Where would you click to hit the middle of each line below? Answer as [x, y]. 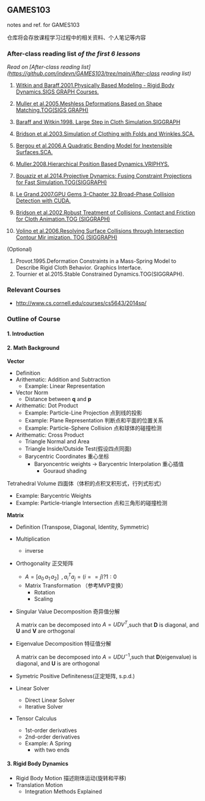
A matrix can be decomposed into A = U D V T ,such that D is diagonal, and [107, 624]
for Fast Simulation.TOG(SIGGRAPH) [61, 182]
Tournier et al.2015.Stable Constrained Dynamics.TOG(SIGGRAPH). [100, 274]
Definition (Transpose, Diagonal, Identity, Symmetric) [82, 527]
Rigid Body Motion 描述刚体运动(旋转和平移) [71, 778]
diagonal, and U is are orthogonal [58, 663]
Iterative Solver [44, 706]
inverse [34, 551]
